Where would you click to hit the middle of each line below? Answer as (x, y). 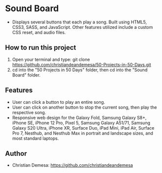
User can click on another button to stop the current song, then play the (84, 107)
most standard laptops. (35, 138)
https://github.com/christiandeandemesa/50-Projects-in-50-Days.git (81, 64)
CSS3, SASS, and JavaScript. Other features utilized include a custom (82, 27)
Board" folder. (26, 75)
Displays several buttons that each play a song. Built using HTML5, (80, 22)
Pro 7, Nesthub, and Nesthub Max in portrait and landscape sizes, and (82, 133)
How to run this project (41, 48)
